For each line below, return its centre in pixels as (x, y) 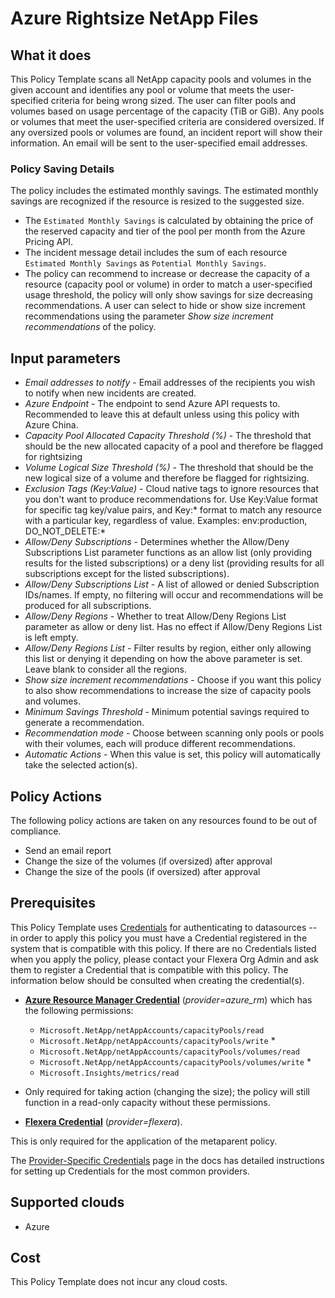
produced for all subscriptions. (88, 606)
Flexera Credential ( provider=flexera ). (103, 1121)
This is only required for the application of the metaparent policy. (144, 1141)
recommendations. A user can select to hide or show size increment (165, 306)
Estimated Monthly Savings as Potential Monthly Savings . (145, 263)
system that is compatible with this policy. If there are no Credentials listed (163, 948)
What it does (51, 55)
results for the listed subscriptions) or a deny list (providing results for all (174, 563)
